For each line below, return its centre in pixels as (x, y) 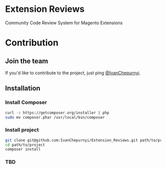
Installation (23, 88)
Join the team (27, 61)
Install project (22, 130)
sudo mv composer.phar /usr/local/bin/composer (55, 117)
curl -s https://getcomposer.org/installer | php (57, 113)
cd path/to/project (25, 145)
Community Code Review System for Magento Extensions (64, 23)
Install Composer (26, 102)
